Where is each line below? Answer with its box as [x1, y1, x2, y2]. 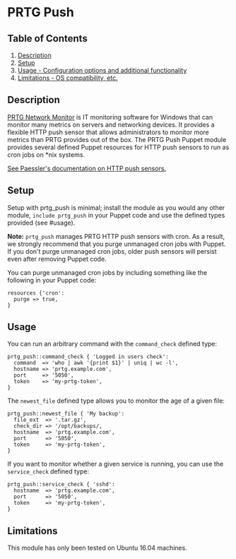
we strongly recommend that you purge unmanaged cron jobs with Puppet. [7, 240, 226, 248]
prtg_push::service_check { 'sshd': [7, 481, 115, 488]
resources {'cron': [7, 289, 65, 297]
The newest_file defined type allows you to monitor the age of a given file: [7, 396, 225, 405]
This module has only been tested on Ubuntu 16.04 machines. [7, 543, 187, 552]
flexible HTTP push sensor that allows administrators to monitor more [7, 128, 210, 136]
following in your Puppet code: [7, 276, 97, 284]
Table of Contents [7, 33, 88, 45]
